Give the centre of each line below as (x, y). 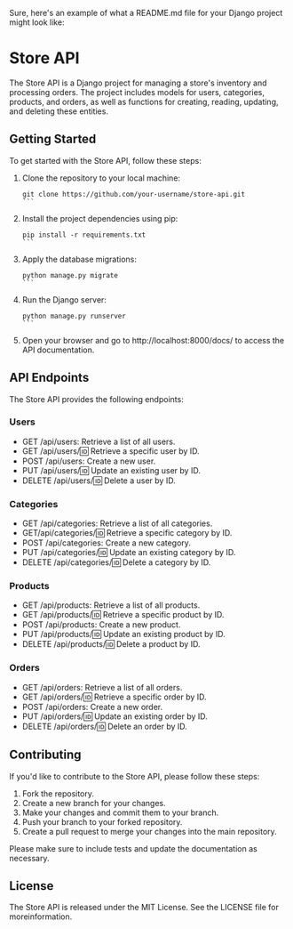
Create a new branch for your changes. (94, 803)
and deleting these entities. (59, 111)
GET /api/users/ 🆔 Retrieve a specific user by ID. (111, 451)
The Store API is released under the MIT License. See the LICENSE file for (144, 908)
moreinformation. (41, 917)
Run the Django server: (64, 299)
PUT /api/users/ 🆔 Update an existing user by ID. (111, 470)
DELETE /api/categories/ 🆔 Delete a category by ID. (116, 562)
